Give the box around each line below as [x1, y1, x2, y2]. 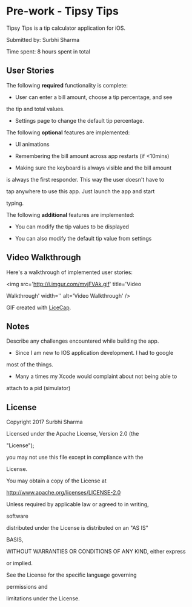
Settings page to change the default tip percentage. [15, 117, 144, 124]
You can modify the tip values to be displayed [15, 223, 129, 230]
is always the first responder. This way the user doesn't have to [6, 176, 165, 183]
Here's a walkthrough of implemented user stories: [6, 269, 133, 276]
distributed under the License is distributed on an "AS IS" [6, 524, 148, 532]
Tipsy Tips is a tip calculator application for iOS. [6, 24, 126, 32]
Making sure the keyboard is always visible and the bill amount [15, 164, 171, 171]
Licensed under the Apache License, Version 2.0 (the [6, 430, 139, 437]
